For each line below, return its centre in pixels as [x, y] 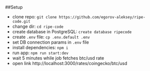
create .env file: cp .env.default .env [51, 37]
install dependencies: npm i [40, 47]
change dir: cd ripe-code [38, 26]
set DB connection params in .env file [50, 42]
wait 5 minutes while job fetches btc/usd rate [58, 58]
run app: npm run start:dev [40, 53]
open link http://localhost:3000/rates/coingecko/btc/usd [70, 63]
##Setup [14, 7]
